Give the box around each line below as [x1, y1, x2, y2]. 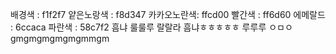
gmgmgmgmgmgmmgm [10, 33, 110, 44]
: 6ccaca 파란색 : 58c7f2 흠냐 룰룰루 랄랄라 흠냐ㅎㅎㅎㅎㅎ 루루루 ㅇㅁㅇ [10, 21, 293, 33]
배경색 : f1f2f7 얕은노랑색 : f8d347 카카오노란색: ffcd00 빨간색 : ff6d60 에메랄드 [10, 9, 326, 20]
